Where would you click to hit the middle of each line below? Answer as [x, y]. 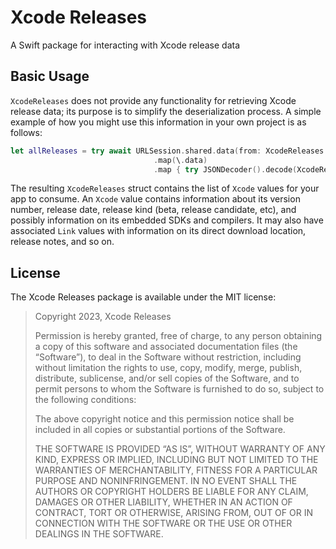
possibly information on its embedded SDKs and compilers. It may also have [167, 220]
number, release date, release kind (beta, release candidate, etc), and [153, 210]
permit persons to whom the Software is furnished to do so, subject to [179, 389]
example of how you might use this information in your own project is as [158, 122]
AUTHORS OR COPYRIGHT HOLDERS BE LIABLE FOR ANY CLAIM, [171, 492]
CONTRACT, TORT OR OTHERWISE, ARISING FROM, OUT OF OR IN [173, 513]
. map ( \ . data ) [180, 160]
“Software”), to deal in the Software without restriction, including [168, 357]
